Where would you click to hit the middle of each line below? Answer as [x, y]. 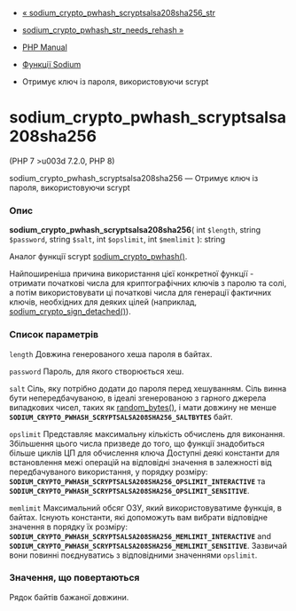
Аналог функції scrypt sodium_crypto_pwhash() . [98, 257]
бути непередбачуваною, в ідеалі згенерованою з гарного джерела [138, 398]
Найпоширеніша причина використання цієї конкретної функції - [132, 274]
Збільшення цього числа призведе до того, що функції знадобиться [137, 443]
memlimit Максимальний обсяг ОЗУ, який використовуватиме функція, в [145, 508]
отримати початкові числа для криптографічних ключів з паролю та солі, [148, 283]
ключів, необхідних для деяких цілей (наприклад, [103, 302]
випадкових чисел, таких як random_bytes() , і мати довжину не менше [143, 407]
